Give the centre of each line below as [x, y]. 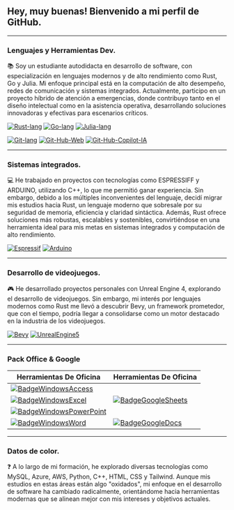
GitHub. [24, 23]
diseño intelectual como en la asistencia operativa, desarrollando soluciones [117, 106]
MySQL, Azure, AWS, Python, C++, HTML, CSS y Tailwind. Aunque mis [109, 477]
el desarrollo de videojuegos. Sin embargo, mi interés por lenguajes [104, 299]
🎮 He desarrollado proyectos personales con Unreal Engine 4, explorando [114, 288]
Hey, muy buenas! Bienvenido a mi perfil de [103, 12]
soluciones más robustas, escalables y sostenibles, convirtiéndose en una [114, 220]
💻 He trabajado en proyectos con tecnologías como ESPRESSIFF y [103, 180]
